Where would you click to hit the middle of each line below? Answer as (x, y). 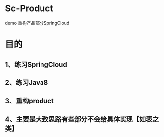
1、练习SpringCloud (36, 64)
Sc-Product (29, 9)
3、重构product (30, 101)
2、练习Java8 (27, 83)
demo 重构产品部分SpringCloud (37, 23)
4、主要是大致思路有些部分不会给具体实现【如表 (79, 119)
